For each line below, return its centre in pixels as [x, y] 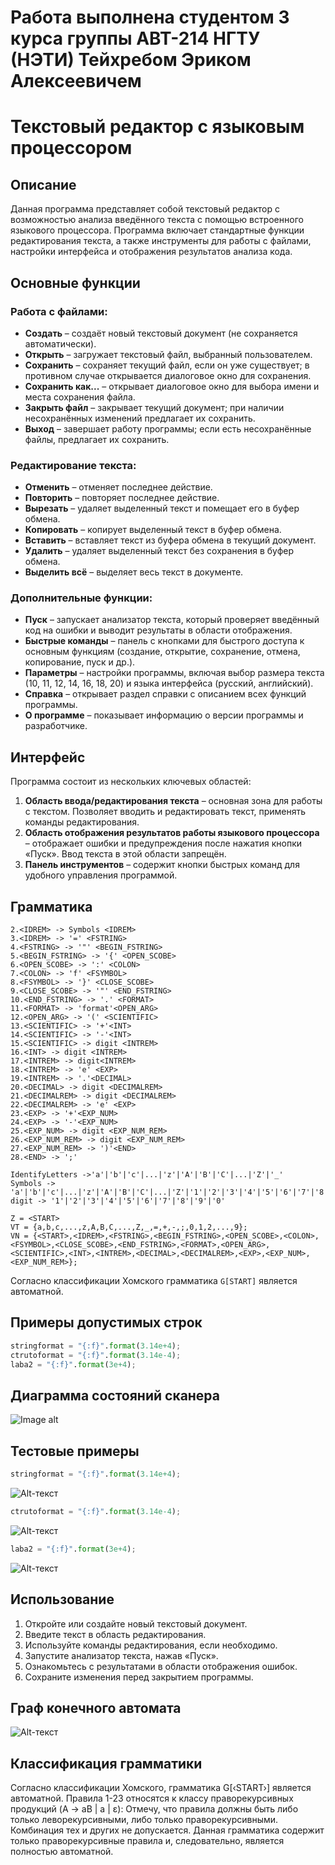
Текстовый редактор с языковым [157, 127]
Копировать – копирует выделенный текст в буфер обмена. [153, 530]
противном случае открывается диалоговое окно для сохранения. [168, 375]
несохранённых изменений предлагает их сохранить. [140, 418]
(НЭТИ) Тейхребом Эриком [131, 60]
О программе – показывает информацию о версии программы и [164, 715]
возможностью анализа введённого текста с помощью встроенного [157, 220]
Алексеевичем [76, 81]
